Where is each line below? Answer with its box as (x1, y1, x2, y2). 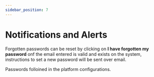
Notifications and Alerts (5, 29, 107, 40)
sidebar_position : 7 (5, 7, 49, 13)
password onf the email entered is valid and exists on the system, (5, 51, 142, 57)
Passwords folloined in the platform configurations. (5, 66, 111, 72)
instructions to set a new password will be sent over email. (5, 56, 127, 62)
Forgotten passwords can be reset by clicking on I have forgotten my (5, 46, 149, 52)
